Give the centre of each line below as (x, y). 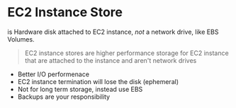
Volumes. (21, 39)
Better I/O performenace (54, 74)
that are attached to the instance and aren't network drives (111, 60)
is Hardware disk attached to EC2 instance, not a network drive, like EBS (113, 32)
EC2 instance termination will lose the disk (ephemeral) (98, 81)
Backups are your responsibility (64, 97)
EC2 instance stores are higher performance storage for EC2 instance (127, 53)
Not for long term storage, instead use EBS (80, 89)
